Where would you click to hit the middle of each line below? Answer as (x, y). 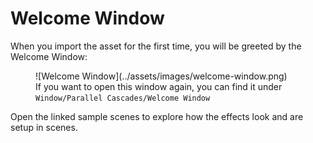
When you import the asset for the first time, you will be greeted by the (156, 46)
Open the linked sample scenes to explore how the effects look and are (157, 116)
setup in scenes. (44, 127)
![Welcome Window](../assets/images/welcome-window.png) (161, 76)
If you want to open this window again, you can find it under (159, 86)
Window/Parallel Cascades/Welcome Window (123, 98)
